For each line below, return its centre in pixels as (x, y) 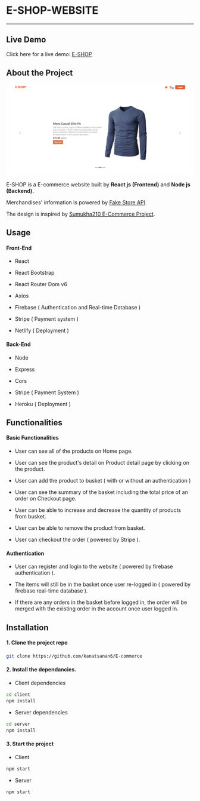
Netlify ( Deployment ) (42, 331)
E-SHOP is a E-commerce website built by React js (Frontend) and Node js (98, 184)
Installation (27, 627)
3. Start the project (30, 744)
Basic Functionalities (33, 438)
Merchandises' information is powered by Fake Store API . (76, 202)
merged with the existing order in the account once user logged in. (96, 609)
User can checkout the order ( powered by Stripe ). (77, 540)
